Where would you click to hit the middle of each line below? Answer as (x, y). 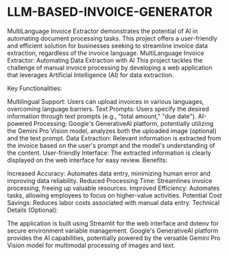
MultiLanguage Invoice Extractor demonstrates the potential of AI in (103, 31)
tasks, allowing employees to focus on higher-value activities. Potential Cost (115, 195)
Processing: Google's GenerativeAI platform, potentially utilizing (123, 123)
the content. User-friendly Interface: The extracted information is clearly (109, 153)
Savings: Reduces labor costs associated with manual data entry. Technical (113, 202)
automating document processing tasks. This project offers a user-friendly (112, 38)
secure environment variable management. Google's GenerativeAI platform (113, 231)
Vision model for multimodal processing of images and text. (91, 245)
